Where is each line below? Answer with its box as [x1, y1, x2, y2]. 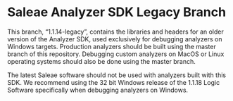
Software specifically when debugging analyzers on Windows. [7, 86, 189, 94]
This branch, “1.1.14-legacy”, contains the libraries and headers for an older [7, 27, 224, 36]
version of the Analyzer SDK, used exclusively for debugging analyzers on [7, 34, 222, 43]
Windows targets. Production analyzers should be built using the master [7, 42, 216, 50]
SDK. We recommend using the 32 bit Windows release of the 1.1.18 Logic [7, 78, 220, 86]
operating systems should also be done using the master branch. [7, 57, 196, 65]
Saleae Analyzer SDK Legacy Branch [7, 4, 227, 20]
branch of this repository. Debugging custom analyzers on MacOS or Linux [7, 50, 225, 58]
